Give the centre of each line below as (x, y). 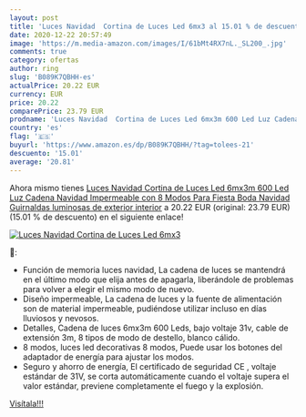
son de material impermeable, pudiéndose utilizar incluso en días (144, 308)
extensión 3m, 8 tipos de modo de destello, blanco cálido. (131, 337)
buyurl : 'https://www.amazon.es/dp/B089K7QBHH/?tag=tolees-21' (132, 145)
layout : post (34, 18)
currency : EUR (36, 94)
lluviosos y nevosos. (61, 318)
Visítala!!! (26, 403)
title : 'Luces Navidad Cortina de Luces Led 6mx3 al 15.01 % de (136, 26)
